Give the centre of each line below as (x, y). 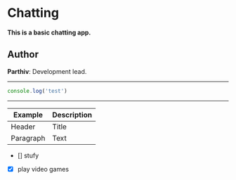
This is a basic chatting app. (49, 32)
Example (28, 115)
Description (72, 115)
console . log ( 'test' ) (38, 91)
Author (23, 54)
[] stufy (28, 155)
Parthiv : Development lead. (47, 71)
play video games (43, 169)
